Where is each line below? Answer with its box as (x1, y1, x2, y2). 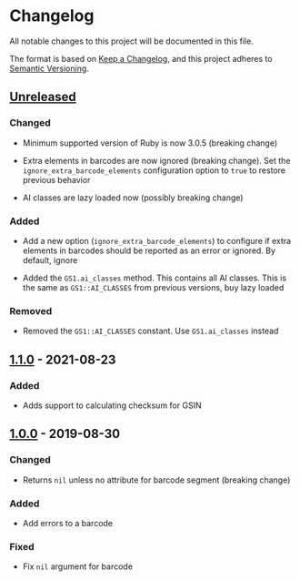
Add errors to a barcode (22, 517, 114, 528)
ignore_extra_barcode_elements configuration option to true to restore (22, 165, 286, 176)
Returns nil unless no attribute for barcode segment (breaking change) (22, 474, 291, 485)
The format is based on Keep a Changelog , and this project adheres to (9, 53, 273, 64)
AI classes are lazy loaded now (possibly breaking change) (22, 192, 244, 203)
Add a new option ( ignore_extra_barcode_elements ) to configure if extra (22, 235, 292, 246)
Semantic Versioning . (9, 63, 89, 74)
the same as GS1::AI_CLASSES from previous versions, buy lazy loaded (22, 281, 285, 292)
